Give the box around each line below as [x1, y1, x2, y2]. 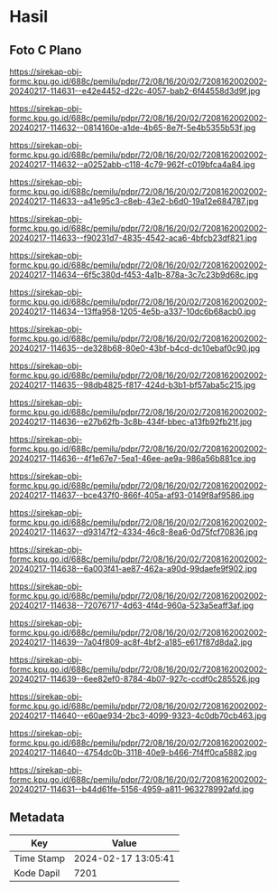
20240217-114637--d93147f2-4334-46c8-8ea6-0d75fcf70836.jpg [9, 526, 259, 537]
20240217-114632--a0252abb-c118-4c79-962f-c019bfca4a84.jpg [9, 159, 255, 169]
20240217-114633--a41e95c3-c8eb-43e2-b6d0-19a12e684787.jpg [9, 196, 259, 206]
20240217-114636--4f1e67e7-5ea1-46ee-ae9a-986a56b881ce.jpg [9, 453, 256, 463]
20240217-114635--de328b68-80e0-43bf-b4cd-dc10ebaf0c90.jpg [9, 343, 261, 354]
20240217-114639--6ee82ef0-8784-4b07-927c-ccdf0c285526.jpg [9, 674, 260, 684]
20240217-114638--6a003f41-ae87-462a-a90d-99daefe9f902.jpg [9, 564, 257, 573]
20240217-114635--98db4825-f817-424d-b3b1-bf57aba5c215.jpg [9, 380, 256, 390]
